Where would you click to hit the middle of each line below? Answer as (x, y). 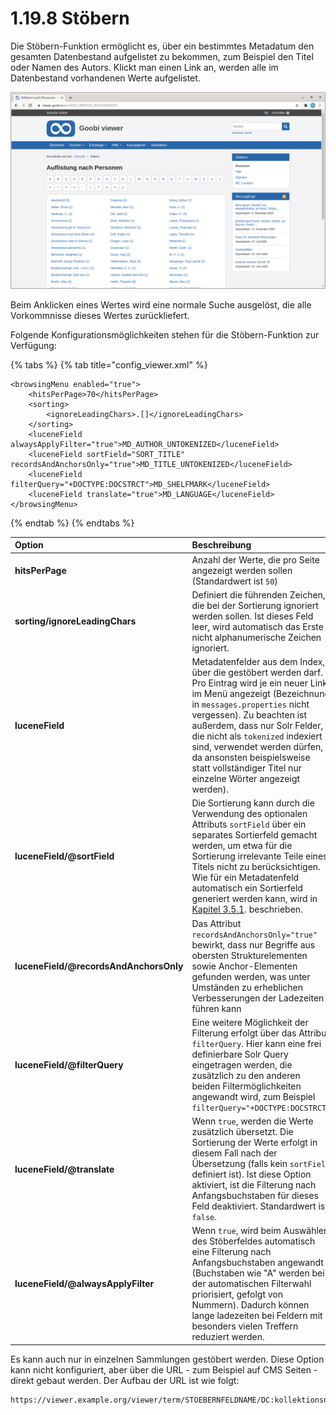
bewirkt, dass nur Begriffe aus (253, 944)
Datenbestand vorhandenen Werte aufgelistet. (105, 78)
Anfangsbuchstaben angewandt (257, 1263)
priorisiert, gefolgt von (237, 1294)
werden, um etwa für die (242, 846)
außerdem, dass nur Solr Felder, (257, 726)
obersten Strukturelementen (249, 955)
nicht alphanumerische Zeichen (256, 637)
